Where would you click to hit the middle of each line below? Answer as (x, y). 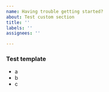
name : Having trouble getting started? (55, 11)
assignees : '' (23, 33)
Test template (26, 59)
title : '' (18, 22)
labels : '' (19, 28)
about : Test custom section (40, 17)
